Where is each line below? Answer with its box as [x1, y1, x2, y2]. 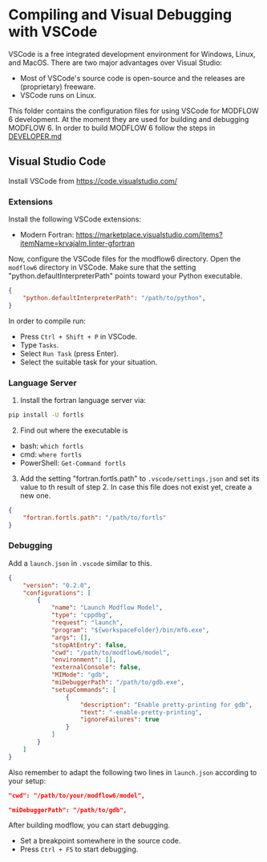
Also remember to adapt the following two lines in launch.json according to [8, 767, 257, 777]
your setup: [8, 776, 47, 786]
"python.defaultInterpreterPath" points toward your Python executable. [8, 271, 243, 281]
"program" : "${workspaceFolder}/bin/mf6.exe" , [51, 626, 210, 634]
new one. [19, 490, 51, 500]
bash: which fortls [19, 441, 84, 450]
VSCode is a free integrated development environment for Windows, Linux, [8, 49, 257, 59]
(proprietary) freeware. [19, 82, 96, 91]
